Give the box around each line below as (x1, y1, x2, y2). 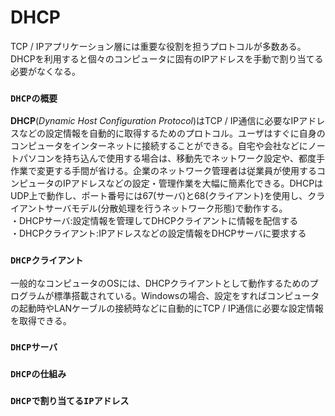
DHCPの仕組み (10, 369, 67, 380)
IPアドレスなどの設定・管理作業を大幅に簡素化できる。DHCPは (62, 177, 324, 190)
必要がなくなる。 (10, 65, 81, 77)
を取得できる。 (10, 314, 72, 326)
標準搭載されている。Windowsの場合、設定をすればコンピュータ (53, 289, 320, 301)
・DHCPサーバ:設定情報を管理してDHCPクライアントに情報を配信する (10, 215, 299, 227)
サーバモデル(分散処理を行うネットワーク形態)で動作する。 (44, 202, 288, 215)
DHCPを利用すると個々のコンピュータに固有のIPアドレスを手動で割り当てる (10, 52, 324, 65)
